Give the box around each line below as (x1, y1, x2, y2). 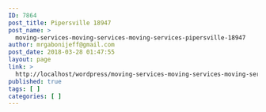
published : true (8, 77, 62, 85)
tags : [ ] (8, 84, 41, 93)
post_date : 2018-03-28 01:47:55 (8, 48, 115, 56)
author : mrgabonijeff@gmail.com (8, 41, 115, 49)
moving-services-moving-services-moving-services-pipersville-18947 (15, 33, 246, 42)
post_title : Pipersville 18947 (8, 19, 112, 27)
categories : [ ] (8, 92, 62, 100)
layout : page (8, 56, 51, 64)
